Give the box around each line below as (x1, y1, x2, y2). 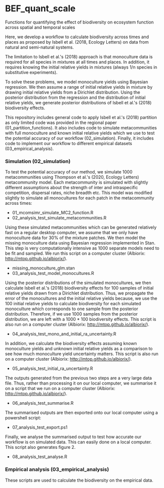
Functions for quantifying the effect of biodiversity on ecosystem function (5, 19, 154, 25)
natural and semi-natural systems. (5, 44, 74, 50)
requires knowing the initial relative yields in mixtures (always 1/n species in (5, 64, 158, 70)
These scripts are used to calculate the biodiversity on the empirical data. (5, 477, 153, 483)
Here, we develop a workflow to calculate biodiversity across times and (5, 34, 149, 40)
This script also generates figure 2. (5, 444, 76, 450)
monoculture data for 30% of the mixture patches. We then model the (5, 235, 146, 241)
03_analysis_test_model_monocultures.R (12, 270, 94, 276)
